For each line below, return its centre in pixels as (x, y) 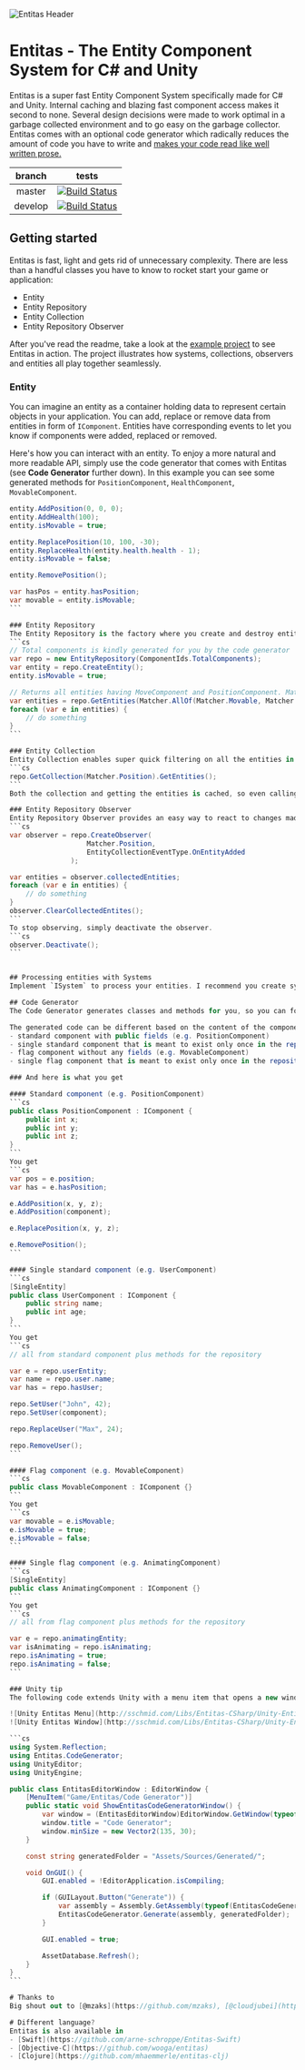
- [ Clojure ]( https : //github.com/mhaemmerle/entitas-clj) (119, 2056)
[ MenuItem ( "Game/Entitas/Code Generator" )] (109, 1798)
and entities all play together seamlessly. (85, 363)
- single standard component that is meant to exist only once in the (146, 1044)
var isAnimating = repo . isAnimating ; (81, 1648)
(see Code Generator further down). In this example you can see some (142, 472)
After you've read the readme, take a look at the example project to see (143, 344)
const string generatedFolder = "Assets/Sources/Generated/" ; (146, 1856)
